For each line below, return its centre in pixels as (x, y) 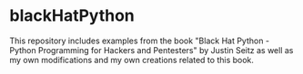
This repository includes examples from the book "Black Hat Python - (140, 41)
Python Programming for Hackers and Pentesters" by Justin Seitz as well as (151, 50)
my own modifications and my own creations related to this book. (132, 60)
